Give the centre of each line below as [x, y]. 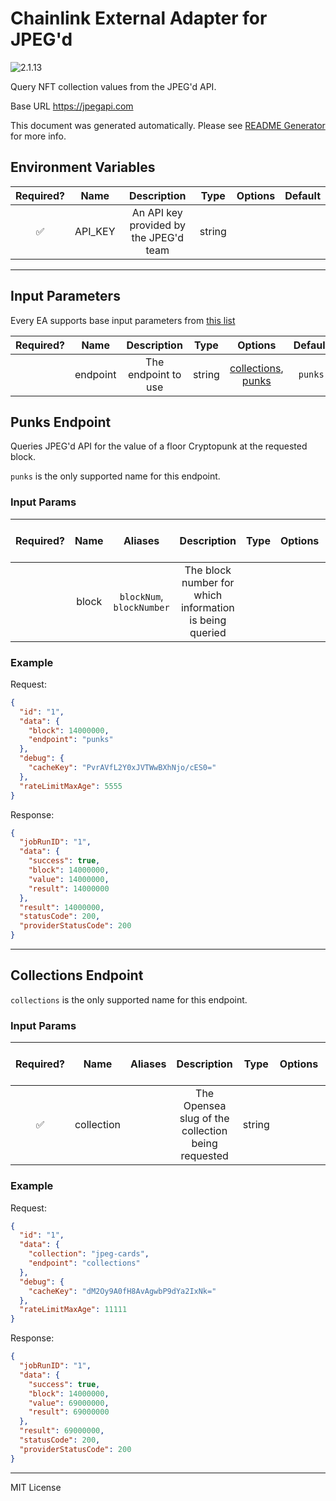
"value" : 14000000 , [69, 879]
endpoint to [154, 374]
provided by [157, 225]
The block [208, 570]
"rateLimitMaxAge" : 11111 [73, 1310]
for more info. [38, 136]
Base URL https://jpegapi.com [72, 106]
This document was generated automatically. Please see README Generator [168, 125]
